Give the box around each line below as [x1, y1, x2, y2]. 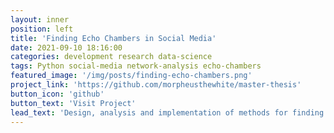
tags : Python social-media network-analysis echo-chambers [10, 61, 262, 71]
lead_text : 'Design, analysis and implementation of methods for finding [10, 107, 325, 118]
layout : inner [10, 14, 70, 25]
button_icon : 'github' [10, 89, 105, 99]
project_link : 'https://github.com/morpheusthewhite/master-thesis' [10, 80, 302, 90]
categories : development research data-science [10, 52, 213, 62]
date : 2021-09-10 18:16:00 [10, 42, 123, 53]
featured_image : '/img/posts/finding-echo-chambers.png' [10, 71, 253, 81]
